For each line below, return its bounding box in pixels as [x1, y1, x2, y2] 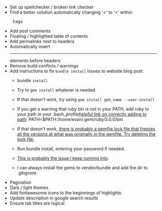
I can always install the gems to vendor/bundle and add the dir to [17, 165, 148, 170]
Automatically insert [9, 44, 50, 49]
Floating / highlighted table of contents [9, 33, 88, 39]
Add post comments [9, 28, 51, 34]
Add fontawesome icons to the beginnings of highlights [9, 190, 121, 195]
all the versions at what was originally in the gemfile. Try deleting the [17, 131, 156, 137]
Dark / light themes [9, 185, 48, 190]
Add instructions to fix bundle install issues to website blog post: [9, 68, 144, 74]
